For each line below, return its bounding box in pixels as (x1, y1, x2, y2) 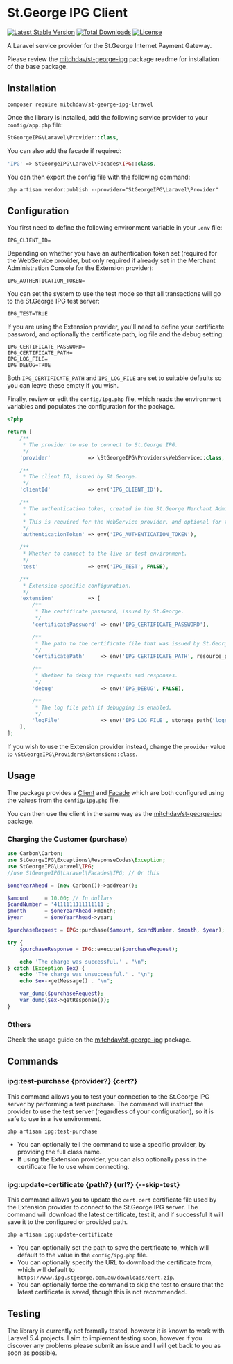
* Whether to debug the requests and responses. (35, 672, 178, 680)
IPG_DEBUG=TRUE (7, 362, 51, 369)
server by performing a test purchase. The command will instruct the (7, 1099, 204, 1108)
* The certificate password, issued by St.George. (35, 608, 185, 616)
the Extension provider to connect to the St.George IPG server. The (7, 1203, 199, 1212)
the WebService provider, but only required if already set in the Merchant (7, 256, 216, 265)
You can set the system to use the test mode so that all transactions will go (7, 290, 221, 298)
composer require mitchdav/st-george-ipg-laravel (7, 101, 154, 108)
